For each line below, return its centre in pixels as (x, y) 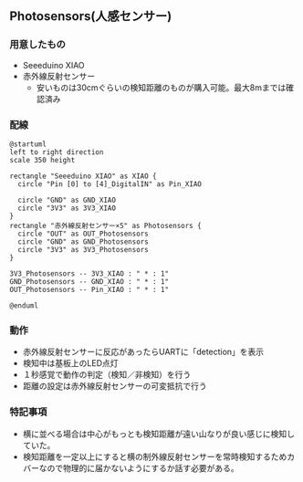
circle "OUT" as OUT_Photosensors (83, 234)
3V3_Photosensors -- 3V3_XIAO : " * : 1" (89, 273)
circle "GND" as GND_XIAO (67, 200)
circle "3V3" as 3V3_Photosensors (83, 249)
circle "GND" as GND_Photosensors (83, 241)
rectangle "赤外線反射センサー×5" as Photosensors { (106, 225)
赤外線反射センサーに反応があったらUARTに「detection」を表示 (143, 352)
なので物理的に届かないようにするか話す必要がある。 (139, 467)
